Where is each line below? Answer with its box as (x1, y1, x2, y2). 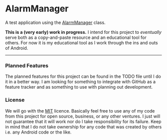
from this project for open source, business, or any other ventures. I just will (5, 113, 161, 119)
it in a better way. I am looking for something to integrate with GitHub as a (5, 79, 156, 85)
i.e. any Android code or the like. (5, 129, 72, 135)
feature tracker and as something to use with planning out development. (5, 84, 153, 90)
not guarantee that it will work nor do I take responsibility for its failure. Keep (5, 118, 162, 125)
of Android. (5, 45, 28, 51)
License (5, 97, 25, 104)
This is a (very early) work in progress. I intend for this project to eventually (5, 29, 162, 35)
